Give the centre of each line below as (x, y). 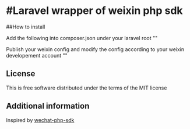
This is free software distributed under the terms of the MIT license (87, 88)
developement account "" (37, 55)
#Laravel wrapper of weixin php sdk (94, 11)
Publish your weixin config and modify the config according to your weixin (95, 49)
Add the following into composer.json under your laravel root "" (82, 38)
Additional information (48, 106)
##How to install (26, 27)
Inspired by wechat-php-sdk (40, 120)
